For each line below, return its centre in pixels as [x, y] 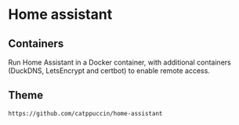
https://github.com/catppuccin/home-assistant [85, 113]
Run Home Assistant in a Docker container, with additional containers [119, 62]
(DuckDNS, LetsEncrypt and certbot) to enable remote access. [109, 71]
